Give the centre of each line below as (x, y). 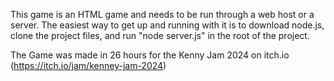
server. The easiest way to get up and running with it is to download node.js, (167, 25)
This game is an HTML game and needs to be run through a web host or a (162, 14)
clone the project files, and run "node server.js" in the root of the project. (160, 35)
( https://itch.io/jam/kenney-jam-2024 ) (88, 65)
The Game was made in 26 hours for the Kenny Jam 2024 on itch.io (150, 55)
